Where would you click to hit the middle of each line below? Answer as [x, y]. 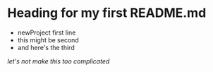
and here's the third [46, 47]
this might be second [48, 40]
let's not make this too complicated [59, 61]
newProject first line [47, 32]
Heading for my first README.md [107, 13]
